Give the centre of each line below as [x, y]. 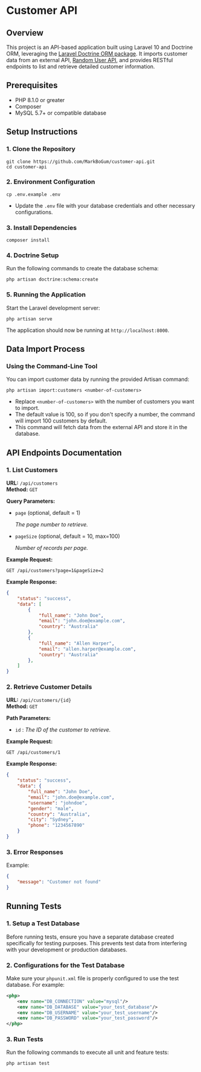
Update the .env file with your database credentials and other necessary [105, 205]
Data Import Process [46, 349]
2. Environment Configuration [51, 182]
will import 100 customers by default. [61, 421]
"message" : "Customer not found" [59, 882]
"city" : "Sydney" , [51, 820]
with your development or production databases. [67, 949]
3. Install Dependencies [42, 228]
